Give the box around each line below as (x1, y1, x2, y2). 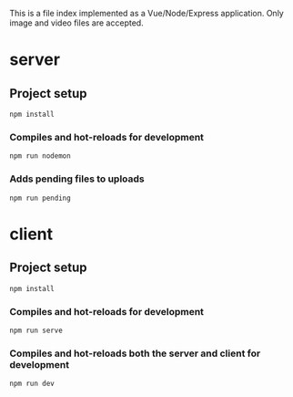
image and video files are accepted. (9, 17, 144, 28)
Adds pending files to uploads (9, 172, 146, 185)
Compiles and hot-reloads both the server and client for (9, 347, 261, 360)
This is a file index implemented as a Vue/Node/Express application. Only (9, 8, 284, 18)
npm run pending (9, 193, 71, 203)
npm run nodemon (9, 151, 71, 161)
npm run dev (9, 379, 55, 389)
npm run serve (9, 326, 64, 335)
